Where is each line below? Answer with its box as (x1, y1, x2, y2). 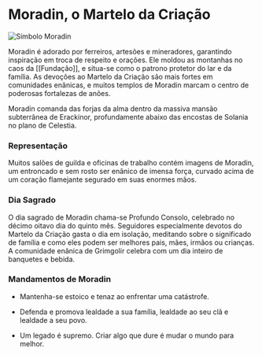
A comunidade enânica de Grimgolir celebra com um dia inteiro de (8, 246, 223, 255)
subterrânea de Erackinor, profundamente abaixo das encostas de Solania (8, 112, 249, 121)
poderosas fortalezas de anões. (8, 88, 111, 98)
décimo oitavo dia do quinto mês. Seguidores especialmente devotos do (8, 220, 242, 230)
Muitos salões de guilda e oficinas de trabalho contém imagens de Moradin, (8, 158, 254, 168)
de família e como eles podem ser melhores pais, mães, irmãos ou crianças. (8, 238, 255, 247)
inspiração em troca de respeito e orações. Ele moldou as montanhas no (8, 55, 243, 65)
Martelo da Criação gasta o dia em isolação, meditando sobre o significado (8, 229, 252, 239)
